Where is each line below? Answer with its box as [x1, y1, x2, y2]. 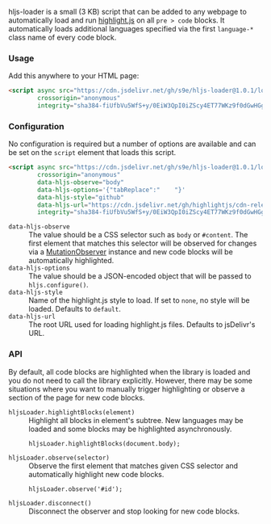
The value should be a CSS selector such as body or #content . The [28, 230, 248, 240]
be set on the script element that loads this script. [8, 148, 176, 157]
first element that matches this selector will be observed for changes [28, 238, 257, 249]
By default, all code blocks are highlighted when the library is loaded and [8, 367, 251, 376]
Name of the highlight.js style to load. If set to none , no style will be [28, 296, 250, 305]
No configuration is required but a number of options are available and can [8, 139, 256, 149]
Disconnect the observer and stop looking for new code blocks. [28, 506, 240, 516]
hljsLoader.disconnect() [8, 499, 92, 507]
